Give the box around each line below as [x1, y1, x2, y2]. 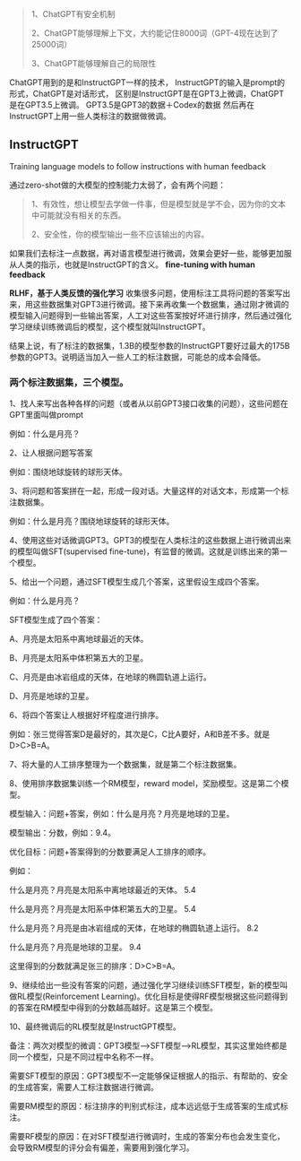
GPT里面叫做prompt [9, 410, 83, 420]
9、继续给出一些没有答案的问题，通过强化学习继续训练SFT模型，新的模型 [9, 980, 280, 991]
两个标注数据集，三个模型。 [9, 376, 129, 388]
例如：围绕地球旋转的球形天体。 [9, 466, 127, 478]
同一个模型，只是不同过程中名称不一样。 [9, 1052, 159, 1062]
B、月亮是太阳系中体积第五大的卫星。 [9, 653, 149, 663]
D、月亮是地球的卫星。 [9, 690, 94, 702]
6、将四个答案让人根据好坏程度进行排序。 [9, 710, 164, 721]
